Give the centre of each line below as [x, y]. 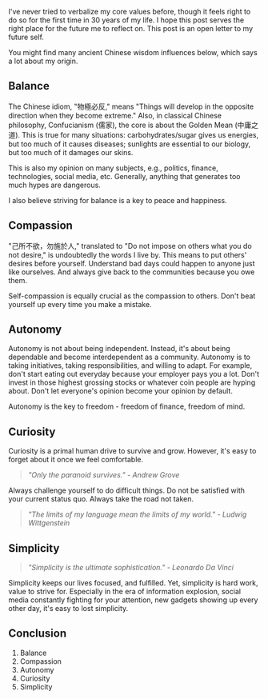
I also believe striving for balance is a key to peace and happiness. [118, 200]
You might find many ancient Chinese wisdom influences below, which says [133, 52]
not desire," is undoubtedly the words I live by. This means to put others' [128, 254]
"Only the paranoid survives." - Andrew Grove [104, 475]
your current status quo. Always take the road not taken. [101, 499]
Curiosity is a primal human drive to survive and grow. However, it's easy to [132, 451]
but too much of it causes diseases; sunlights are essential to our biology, [130, 144]
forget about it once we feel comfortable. [76, 460]
